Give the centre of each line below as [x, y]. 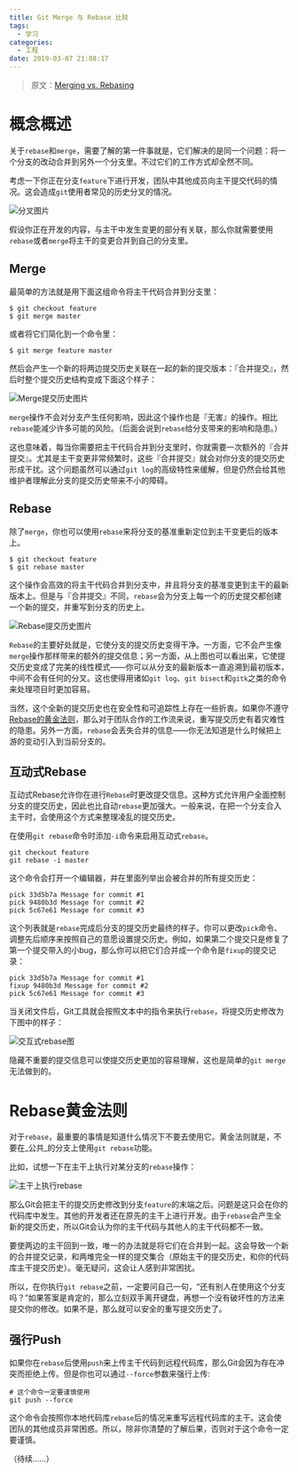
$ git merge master [45, 316]
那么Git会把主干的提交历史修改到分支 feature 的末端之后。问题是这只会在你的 [149, 1205]
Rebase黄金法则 [69, 1110]
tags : [19, 26]
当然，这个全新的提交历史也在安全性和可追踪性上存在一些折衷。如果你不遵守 [149, 708]
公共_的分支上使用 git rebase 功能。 [93, 1148]
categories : [31, 42]
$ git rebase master [47, 567]
